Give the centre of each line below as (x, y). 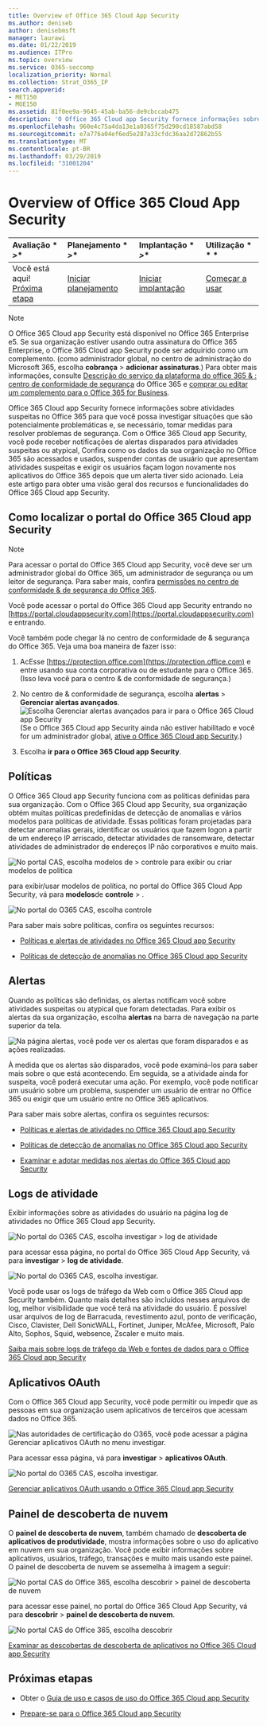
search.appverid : (37, 90)
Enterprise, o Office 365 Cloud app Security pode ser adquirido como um (128, 350)
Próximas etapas (50, 1679)
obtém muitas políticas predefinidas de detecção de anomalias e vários (125, 812)
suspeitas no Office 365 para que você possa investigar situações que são (130, 417)
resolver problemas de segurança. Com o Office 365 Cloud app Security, (128, 434)
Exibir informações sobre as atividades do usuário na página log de (118, 1213)
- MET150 (23, 97)
